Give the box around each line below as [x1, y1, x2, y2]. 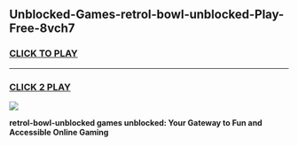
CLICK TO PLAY [9, 48, 78, 60]
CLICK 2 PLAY [9, 81, 71, 93]
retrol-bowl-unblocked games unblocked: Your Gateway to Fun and [9, 117, 263, 127]
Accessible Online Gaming [9, 127, 109, 137]
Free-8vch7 [9, 21, 75, 36]
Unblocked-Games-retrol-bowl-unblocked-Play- [9, 7, 285, 22]
